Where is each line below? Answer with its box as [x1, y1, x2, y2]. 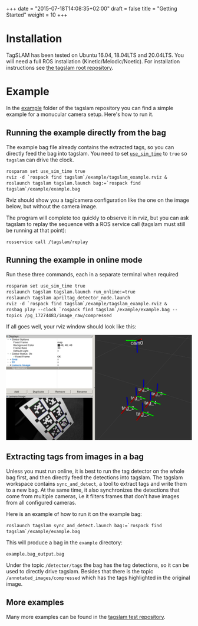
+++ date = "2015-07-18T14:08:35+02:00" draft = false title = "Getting [6, 5, 178, 12]
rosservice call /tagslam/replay [6, 239, 88, 245]
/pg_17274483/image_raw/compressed [24, 312, 112, 318]
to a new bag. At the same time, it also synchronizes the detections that [6, 486, 180, 493]
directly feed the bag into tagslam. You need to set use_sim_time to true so [6, 150, 187, 157]
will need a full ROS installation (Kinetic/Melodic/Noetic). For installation [6, 57, 180, 64]
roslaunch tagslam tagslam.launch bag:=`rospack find [6, 180, 141, 186]
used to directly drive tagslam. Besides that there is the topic [6, 567, 154, 575]
